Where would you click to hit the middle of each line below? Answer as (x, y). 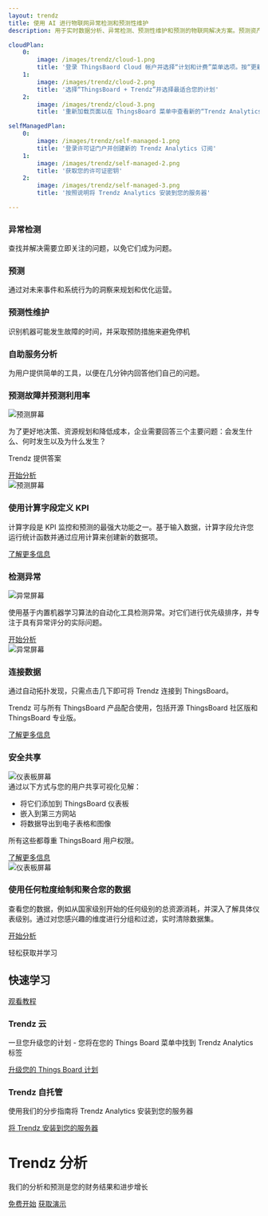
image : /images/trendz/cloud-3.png (96, 105)
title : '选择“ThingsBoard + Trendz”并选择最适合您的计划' (128, 89)
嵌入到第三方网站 (48, 813)
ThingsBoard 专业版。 (45, 718)
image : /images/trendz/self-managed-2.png (108, 163)
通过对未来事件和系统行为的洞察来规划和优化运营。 (92, 290)
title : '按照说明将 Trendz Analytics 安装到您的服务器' (124, 193)
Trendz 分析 (48, 1163)
